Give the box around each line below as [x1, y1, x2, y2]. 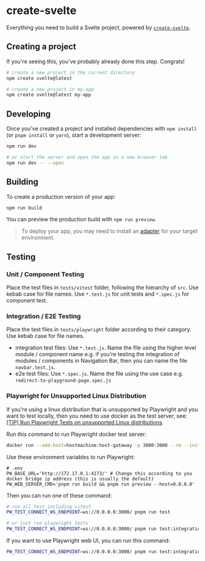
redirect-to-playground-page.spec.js [15, 377, 112, 384]
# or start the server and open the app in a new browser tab [6, 154, 168, 160]
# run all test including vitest [6, 504, 92, 510]
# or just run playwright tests [6, 520, 88, 526]
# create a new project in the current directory [6, 70, 135, 76]
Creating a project [6, 41, 76, 52]
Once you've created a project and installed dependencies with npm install [6, 125, 197, 132]
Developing [6, 109, 51, 119]
